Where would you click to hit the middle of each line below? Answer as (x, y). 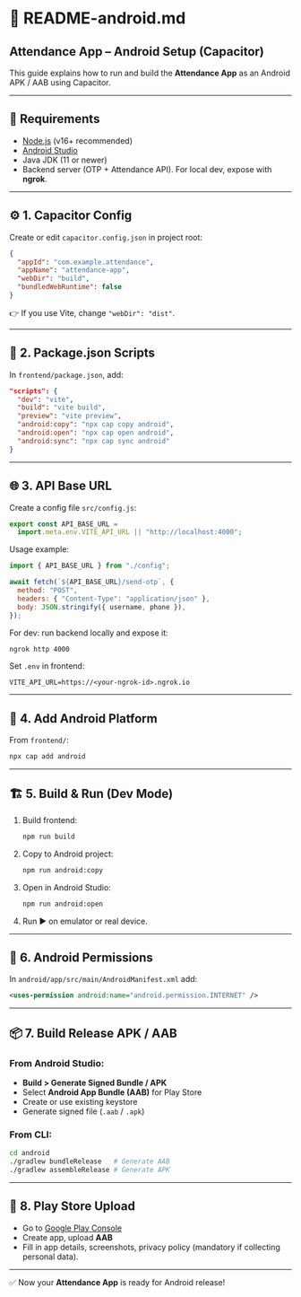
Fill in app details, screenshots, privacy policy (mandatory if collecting (151, 1247)
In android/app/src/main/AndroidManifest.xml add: (103, 979)
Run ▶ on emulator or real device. (85, 921)
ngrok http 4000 (39, 649)
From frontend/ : (39, 741)
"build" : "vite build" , (61, 408)
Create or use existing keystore (80, 1101)
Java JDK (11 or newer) (64, 160)
